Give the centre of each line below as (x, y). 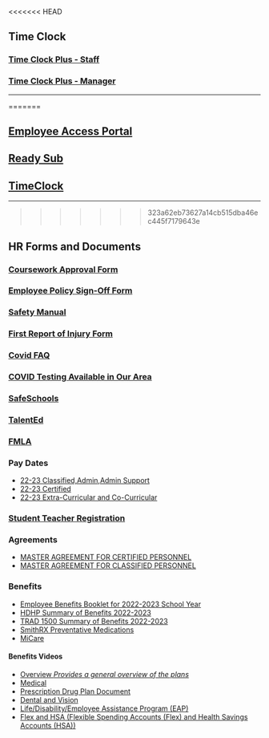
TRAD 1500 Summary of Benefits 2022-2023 (94, 621)
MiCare (32, 638)
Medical (33, 683)
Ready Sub (36, 158)
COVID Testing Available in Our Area (80, 377)
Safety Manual (37, 312)
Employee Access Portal (70, 131)
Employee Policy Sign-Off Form (70, 290)
